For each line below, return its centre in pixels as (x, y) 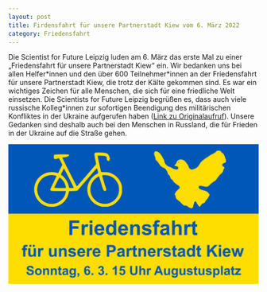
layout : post (30, 17)
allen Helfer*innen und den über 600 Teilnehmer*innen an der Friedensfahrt (133, 74)
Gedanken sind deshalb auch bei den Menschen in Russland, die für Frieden (133, 125)
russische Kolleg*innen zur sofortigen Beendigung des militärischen (120, 108)
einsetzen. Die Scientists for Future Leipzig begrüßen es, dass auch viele (128, 99)
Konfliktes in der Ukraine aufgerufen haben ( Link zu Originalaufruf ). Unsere (131, 116)
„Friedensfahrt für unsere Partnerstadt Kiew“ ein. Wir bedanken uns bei (125, 66)
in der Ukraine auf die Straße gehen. (68, 133)
